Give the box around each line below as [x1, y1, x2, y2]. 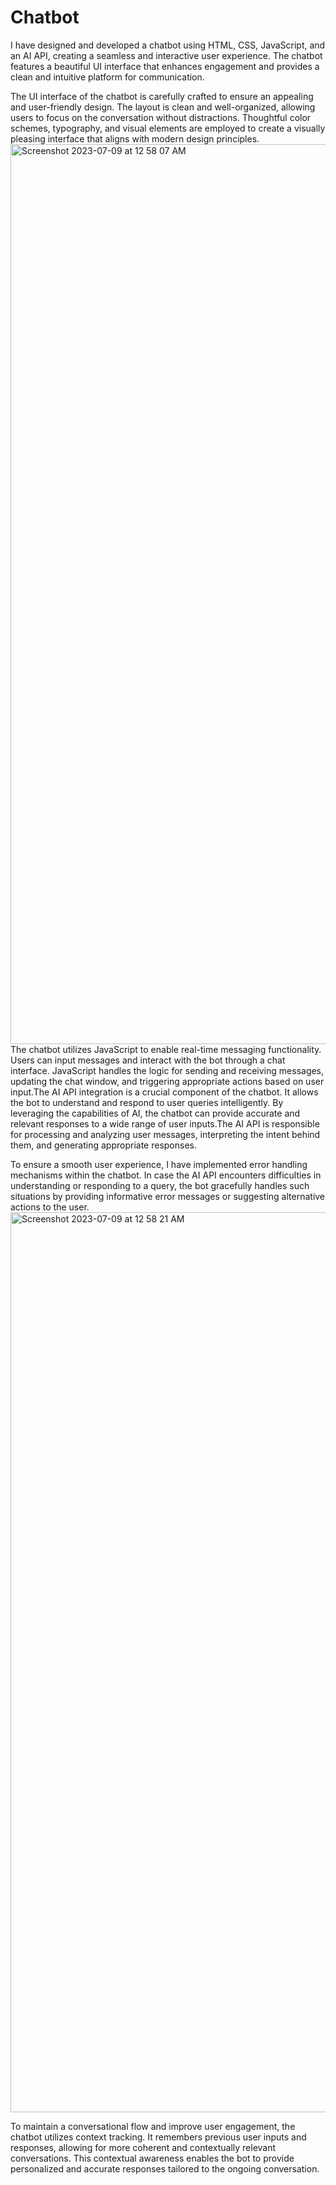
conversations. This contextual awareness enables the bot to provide [10, 2152, 295, 2164]
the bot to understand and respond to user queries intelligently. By [10, 1096, 284, 1108]
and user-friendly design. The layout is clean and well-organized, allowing [10, 101, 316, 113]
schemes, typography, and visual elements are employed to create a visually [10, 122, 326, 134]
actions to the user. [10, 1201, 90, 1213]
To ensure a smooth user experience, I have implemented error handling [10, 1158, 308, 1170]
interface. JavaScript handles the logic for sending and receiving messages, [10, 1064, 325, 1076]
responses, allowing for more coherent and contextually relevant [10, 2141, 277, 2153]
